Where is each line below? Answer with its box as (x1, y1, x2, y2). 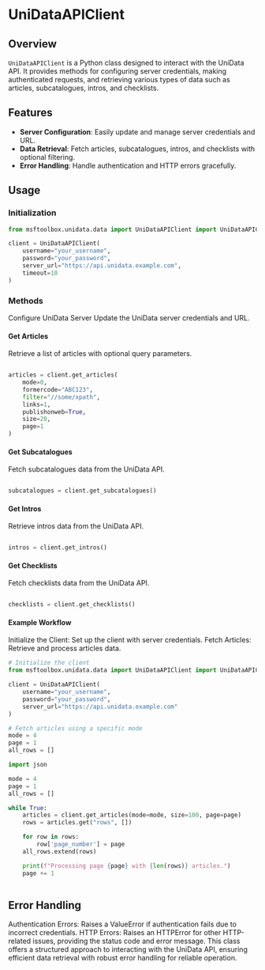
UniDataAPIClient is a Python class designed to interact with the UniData (8, 58, 244, 67)
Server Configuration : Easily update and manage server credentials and (19, 127, 256, 136)
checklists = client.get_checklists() (8, 601, 136, 608)
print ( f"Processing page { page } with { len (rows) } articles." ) (22, 862, 231, 870)
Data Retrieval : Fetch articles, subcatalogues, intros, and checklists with (19, 144, 256, 153)
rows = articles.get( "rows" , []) (22, 819, 132, 827)
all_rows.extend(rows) (22, 847, 97, 855)
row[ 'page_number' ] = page (36, 840, 125, 848)
